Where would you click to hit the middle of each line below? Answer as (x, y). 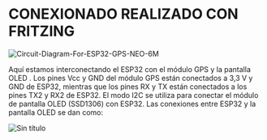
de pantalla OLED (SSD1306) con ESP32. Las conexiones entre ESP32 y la (132, 104)
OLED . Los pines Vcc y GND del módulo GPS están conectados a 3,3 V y (131, 78)
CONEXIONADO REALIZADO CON (123, 14)
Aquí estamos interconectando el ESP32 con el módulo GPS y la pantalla (130, 69)
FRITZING (42, 31)
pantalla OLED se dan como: (56, 112)
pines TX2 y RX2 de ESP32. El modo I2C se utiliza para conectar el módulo (133, 95)
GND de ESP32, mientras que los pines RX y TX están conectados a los (128, 87)
